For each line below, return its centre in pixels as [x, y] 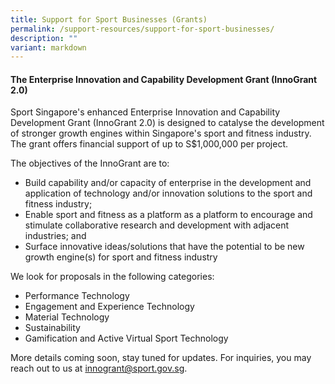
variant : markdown [48, 47]
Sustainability [52, 328]
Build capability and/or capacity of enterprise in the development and [168, 183]
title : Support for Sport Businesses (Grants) [109, 19]
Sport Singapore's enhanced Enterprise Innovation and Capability [145, 112]
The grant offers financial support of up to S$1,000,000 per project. [149, 144]
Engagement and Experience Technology [109, 307]
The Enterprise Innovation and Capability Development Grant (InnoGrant [164, 79]
